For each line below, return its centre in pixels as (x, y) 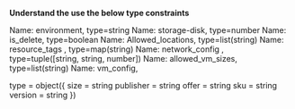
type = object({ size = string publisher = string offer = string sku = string (143, 85)
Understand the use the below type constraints (99, 13)
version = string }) (43, 95)
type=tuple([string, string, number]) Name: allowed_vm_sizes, (124, 59)
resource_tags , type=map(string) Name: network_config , (117, 49)
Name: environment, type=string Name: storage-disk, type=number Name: (148, 30)
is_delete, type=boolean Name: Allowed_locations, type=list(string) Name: (147, 40)
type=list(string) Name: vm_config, (74, 68)
